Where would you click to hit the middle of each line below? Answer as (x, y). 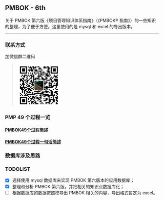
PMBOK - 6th (25, 8)
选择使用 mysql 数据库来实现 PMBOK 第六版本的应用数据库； (73, 180)
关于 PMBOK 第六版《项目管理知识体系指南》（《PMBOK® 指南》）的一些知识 (81, 20)
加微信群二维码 (20, 57)
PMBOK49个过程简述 (27, 130)
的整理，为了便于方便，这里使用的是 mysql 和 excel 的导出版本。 (70, 26)
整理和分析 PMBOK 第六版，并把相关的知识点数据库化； (68, 186)
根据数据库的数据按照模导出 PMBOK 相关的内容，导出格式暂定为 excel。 (85, 193)
